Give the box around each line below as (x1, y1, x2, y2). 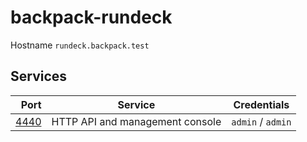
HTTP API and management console (51, 114, 222, 128)
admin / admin (231, 114, 292, 128)
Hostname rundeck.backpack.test (10, 39, 150, 51)
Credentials (233, 97, 290, 111)
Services (10, 68, 68, 85)
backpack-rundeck (10, 6, 173, 29)
